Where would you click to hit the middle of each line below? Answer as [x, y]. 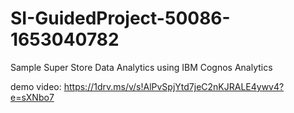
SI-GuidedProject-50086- [120, 18]
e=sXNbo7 [32, 97]
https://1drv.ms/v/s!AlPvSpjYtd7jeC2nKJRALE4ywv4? [174, 86]
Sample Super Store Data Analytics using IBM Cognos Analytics [141, 67]
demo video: [36, 86]
